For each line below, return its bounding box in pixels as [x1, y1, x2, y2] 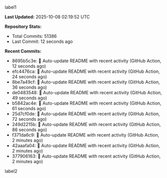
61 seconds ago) [11, 106, 46, 111]
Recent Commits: [4, 48, 41, 54]
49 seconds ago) [11, 95, 47, 101]
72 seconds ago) [11, 116, 47, 122]
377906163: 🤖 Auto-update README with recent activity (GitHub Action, [11, 153, 161, 159]
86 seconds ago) [11, 127, 47, 133]
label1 [4, 4, 17, 10]
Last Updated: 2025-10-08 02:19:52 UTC [4, 14, 90, 19]
